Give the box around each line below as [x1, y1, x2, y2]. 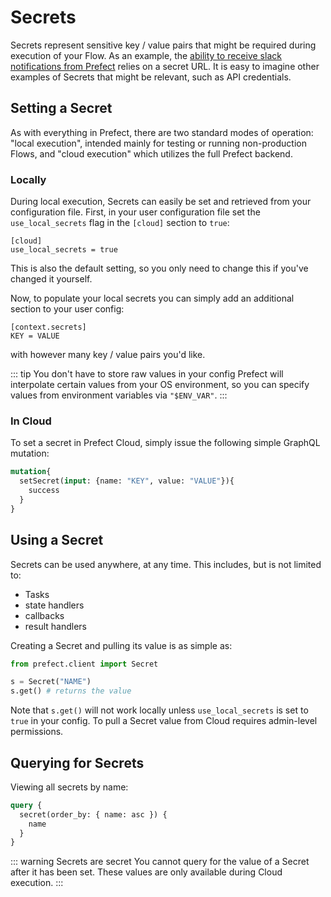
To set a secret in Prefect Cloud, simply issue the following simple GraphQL [10, 437, 321, 449]
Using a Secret [10, 532, 104, 549]
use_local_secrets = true [10, 245, 118, 255]
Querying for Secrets [10, 754, 145, 771]
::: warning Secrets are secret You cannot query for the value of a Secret [10, 856, 310, 868]
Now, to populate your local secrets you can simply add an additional [10, 292, 295, 305]
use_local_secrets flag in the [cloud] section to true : [10, 217, 230, 229]
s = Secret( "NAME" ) [10, 677, 92, 687]
